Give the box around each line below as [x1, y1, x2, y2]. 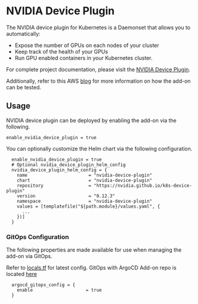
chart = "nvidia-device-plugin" [17, 177, 152, 183]
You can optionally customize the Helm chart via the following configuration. [6, 145, 193, 152]
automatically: [6, 30, 40, 37]
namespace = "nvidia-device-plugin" [17, 198, 152, 204]
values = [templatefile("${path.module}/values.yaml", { [17, 203, 161, 209]
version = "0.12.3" [17, 193, 116, 199]
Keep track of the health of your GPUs [14, 48, 108, 55]
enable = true [17, 287, 102, 293]
